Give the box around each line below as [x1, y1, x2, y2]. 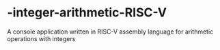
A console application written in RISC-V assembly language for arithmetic [7, 27, 214, 36]
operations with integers [7, 34, 76, 42]
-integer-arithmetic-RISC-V [7, 5, 167, 21]
